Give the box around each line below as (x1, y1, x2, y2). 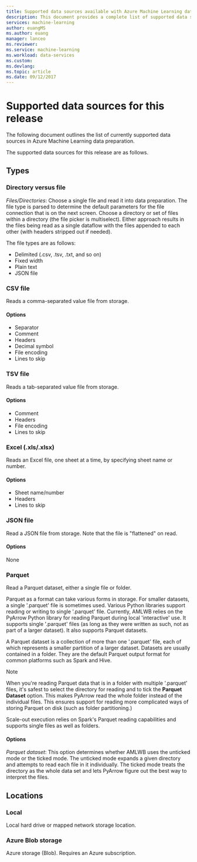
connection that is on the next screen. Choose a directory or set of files (6, 209, 179, 216)
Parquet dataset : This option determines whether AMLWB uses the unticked (6, 749, 191, 756)
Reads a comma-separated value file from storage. (6, 298, 129, 305)
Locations (6, 790, 43, 800)
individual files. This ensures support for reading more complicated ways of (6, 698, 189, 705)
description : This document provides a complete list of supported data (6, 14, 188, 20)
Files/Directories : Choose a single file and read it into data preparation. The (6, 197, 188, 204)
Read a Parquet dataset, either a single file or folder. (6, 584, 132, 591)
